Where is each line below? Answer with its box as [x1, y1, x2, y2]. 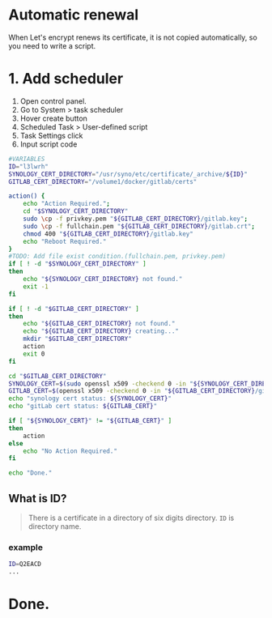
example [8, 541, 43, 552]
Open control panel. [19, 96, 87, 106]
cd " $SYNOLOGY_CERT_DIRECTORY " [23, 207, 129, 215]
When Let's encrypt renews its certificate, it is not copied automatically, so [8, 32, 257, 42]
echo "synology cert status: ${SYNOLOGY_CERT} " [8, 394, 172, 403]
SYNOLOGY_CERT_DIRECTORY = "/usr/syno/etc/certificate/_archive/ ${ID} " [8, 170, 249, 178]
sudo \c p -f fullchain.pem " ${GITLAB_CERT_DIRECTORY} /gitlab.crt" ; [23, 222, 255, 230]
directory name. [28, 521, 82, 531]
